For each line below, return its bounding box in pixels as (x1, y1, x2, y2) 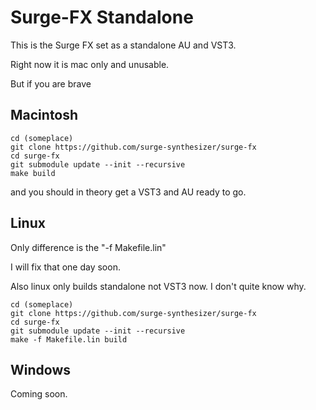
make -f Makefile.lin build (10, 334, 128, 345)
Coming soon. (10, 388, 68, 400)
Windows (10, 361, 71, 378)
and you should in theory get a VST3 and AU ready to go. (10, 186, 247, 198)
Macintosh (10, 107, 79, 124)
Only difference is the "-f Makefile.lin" (10, 241, 167, 253)
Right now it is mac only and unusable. (10, 58, 170, 70)
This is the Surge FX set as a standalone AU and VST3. (10, 39, 237, 51)
